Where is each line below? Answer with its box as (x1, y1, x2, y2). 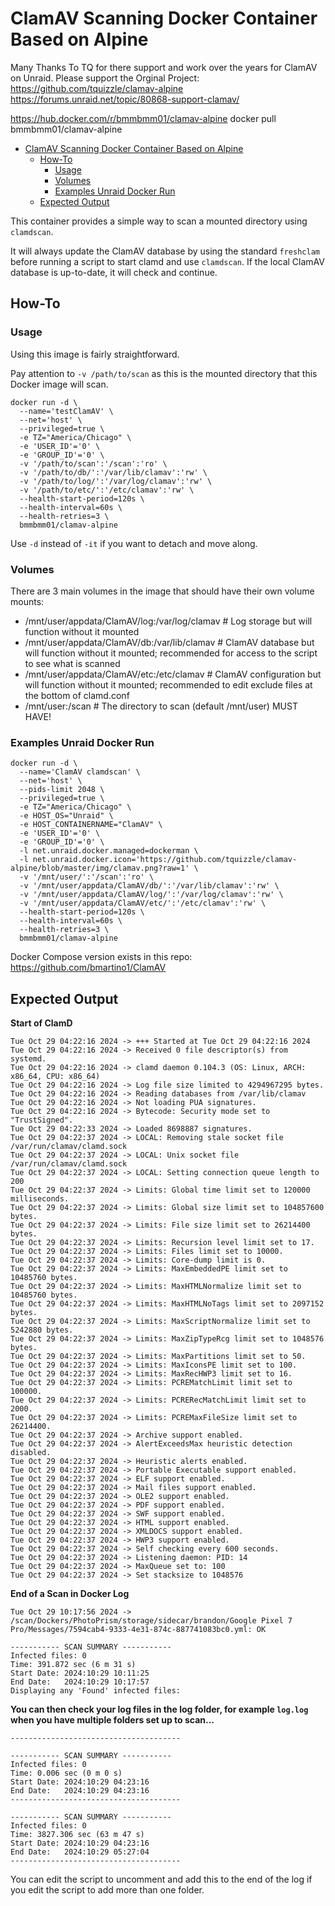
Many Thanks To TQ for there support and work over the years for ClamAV (10, 61, 318, 73)
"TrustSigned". (10, 1115, 74, 1126)
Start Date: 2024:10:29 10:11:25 (10, 1668, 150, 1679)
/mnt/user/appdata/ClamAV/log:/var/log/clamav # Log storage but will (24, 615, 313, 627)
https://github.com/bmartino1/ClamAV (10, 962, 167, 974)
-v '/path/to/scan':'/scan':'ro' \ (19, 458, 168, 469)
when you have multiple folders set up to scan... (10, 1714, 215, 1726)
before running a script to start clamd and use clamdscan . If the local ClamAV (10, 255, 325, 267)
